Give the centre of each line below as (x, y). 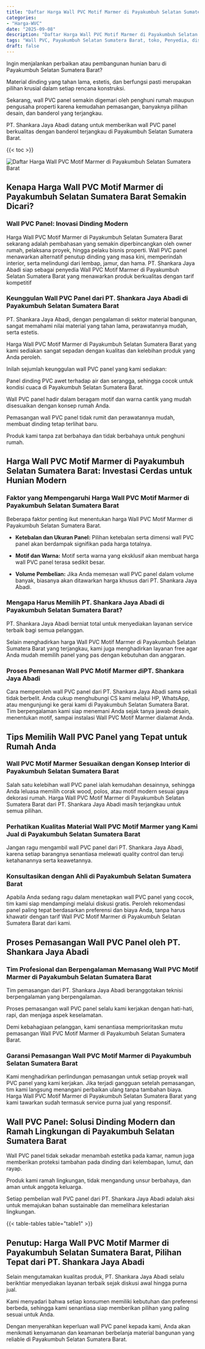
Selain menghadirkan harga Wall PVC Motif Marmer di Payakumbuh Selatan (101, 642)
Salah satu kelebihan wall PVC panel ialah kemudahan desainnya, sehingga (101, 784)
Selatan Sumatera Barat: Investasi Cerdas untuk (99, 471)
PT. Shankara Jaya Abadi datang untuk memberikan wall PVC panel (91, 125)
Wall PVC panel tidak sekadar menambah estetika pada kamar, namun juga (100, 1156)
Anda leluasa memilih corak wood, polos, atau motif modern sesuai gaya (98, 791)
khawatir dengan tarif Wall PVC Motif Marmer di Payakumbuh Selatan (94, 916)
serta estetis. (23, 332)
